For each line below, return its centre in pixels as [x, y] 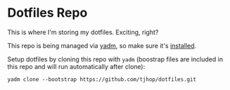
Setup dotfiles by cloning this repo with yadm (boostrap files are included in [115, 59]
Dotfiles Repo [47, 13]
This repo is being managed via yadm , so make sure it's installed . [102, 45]
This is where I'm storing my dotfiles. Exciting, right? [83, 32]
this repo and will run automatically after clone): [76, 66]
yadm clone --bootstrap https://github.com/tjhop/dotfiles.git [102, 79]
